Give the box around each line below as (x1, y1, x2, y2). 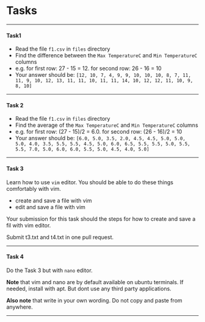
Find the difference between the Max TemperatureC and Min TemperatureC (15, 52, 198, 59)
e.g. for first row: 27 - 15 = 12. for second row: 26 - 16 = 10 (15, 65, 162, 72)
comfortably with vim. (6, 185, 61, 192)
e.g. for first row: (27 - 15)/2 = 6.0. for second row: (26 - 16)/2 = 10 (15, 128, 182, 135)
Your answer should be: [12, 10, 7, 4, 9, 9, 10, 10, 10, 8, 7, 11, (15, 71, 191, 79)
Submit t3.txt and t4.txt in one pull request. (6, 233, 114, 241)
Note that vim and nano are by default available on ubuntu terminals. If (6, 278, 184, 285)
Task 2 (6, 101, 24, 109)
